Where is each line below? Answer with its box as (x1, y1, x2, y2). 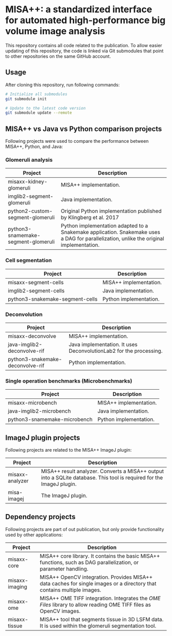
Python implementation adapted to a (60, 222, 148, 229)
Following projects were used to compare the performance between (5, 138, 149, 144)
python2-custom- (8, 207, 53, 215)
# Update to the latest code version (5, 105, 86, 111)
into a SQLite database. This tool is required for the (40, 474, 163, 481)
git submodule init (5, 96, 47, 101)
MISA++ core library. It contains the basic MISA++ (39, 552, 160, 559)
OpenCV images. (39, 607, 81, 614)
